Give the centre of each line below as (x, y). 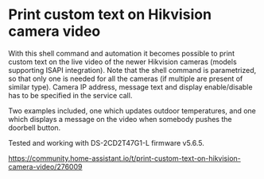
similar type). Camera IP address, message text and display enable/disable (130, 87)
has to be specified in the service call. (70, 95)
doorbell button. (35, 128)
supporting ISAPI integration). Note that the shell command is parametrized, (132, 70)
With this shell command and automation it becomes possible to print (121, 53)
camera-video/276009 (45, 166)
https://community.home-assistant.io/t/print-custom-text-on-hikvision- (124, 158)
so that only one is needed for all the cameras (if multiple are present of (126, 78)
